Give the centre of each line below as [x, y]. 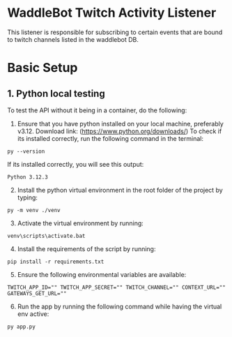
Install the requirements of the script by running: [86, 248]
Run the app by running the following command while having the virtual [119, 306]
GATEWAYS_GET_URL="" [37, 293]
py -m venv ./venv [34, 210]
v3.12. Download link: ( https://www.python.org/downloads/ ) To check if [119, 131]
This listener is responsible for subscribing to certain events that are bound [115, 32]
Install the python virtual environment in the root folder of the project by [120, 190]
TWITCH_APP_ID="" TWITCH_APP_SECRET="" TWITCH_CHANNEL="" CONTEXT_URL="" [117, 287]
